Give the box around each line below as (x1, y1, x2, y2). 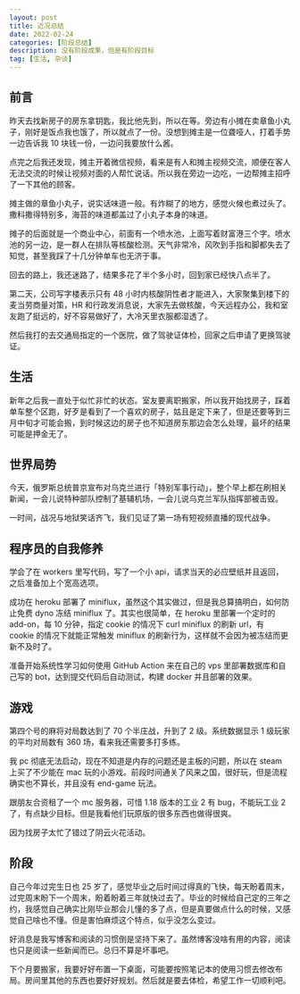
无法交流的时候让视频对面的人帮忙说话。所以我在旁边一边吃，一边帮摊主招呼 (9, 167, 291, 179)
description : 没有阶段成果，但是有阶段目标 (9, 46, 154, 55)
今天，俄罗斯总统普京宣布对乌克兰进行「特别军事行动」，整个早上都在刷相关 (9, 482, 287, 493)
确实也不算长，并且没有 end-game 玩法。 (9, 778, 162, 789)
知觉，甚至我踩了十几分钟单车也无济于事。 (9, 250, 166, 261)
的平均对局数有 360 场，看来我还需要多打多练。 (9, 737, 186, 748)
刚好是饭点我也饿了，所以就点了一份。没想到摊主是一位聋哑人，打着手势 (24, 126, 291, 137)
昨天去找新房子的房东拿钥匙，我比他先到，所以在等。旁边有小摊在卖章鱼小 (9, 115, 283, 126)
